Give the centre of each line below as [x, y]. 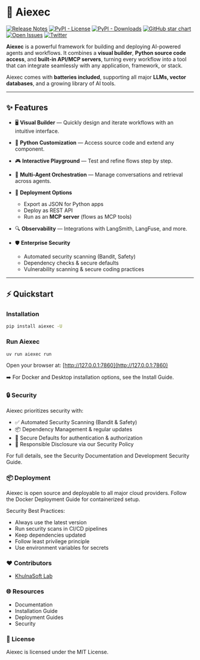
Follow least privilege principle [52, 541]
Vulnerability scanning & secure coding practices [84, 269]
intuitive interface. [37, 131]
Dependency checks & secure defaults [71, 263]
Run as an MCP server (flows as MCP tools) [78, 216]
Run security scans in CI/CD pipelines [61, 529]
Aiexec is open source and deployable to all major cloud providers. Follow [96, 493]
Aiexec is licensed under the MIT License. [57, 652]
